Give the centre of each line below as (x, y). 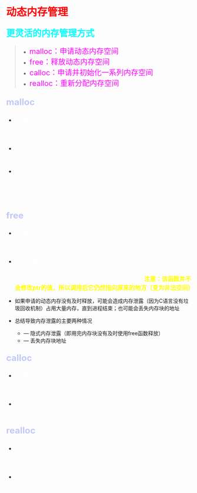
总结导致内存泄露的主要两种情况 (53, 320)
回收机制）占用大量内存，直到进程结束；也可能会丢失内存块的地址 (100, 308)
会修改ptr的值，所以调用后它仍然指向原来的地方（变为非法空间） (104, 287)
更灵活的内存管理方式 (50, 33)
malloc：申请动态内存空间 (74, 52)
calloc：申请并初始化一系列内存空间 (91, 73)
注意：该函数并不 (167, 279)
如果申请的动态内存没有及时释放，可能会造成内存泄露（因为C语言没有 (99, 300)
